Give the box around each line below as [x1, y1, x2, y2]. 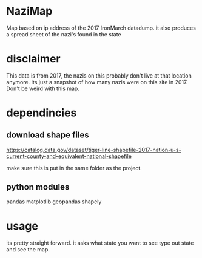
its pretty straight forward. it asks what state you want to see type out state [6, 239, 194, 246]
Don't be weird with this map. [6, 85, 80, 92]
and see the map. [6, 245, 50, 253]
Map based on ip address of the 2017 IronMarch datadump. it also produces [6, 24, 196, 31]
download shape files [6, 130, 89, 141]
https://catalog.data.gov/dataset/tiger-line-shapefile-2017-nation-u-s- [6, 146, 181, 153]
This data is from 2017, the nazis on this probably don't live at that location [6, 71, 192, 79]
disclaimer [6, 52, 61, 66]
